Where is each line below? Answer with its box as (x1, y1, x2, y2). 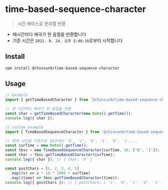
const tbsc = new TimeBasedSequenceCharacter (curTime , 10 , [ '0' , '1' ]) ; (5, 147, 160, 153)
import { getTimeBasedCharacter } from (5, 97, 88, 102)
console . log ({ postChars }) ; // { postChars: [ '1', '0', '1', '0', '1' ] (5, 180, 164, 185)
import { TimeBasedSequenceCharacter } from (5, 129, 99, 134)
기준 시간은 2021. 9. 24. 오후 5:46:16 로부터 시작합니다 (12, 37, 123, 43)
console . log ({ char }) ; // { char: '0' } (5, 157, 93, 162)
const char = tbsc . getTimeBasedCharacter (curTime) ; (5, 152, 115, 157)
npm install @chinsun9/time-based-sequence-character (5, 65, 120, 70)
